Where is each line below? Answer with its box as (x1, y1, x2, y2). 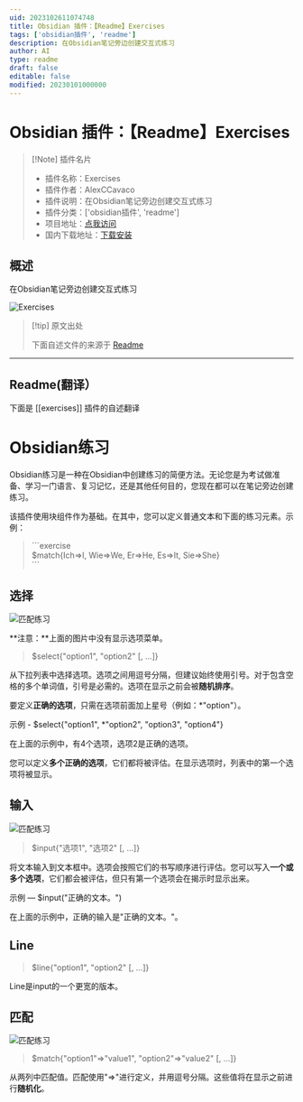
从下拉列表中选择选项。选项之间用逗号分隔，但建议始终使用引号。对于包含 (9, 669, 286, 680)
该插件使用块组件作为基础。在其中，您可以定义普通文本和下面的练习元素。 (9, 511, 286, 522)
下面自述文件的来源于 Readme (31, 339, 144, 350)
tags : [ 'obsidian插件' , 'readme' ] (9, 30, 137, 39)
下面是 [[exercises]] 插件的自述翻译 (9, 403, 141, 413)
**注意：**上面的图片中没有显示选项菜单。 (9, 633, 169, 644)
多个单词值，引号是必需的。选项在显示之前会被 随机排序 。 (24, 681, 239, 691)
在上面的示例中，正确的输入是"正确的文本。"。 (9, 911, 183, 921)
